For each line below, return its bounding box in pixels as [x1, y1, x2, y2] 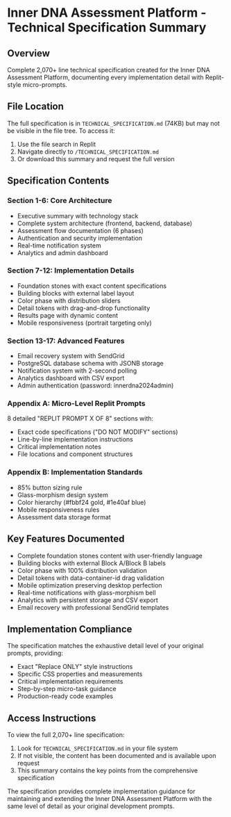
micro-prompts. [22, 81, 67, 88]
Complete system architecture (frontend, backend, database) [17, 219, 193, 227]
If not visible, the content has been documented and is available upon [17, 752, 216, 760]
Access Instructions [7, 712, 96, 724]
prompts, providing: [7, 649, 64, 658]
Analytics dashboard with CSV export [17, 374, 125, 382]
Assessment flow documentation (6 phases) [17, 226, 144, 234]
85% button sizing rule [17, 483, 83, 492]
